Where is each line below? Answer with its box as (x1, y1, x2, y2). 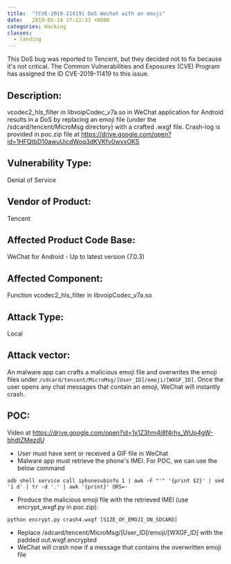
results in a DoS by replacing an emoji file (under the (7, 115, 157, 123)
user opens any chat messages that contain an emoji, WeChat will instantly (7, 382, 221, 391)
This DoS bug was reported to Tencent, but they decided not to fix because (7, 55, 223, 63)
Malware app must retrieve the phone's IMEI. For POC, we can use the (17, 456, 218, 464)
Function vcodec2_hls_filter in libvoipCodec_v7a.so (7, 291, 152, 300)
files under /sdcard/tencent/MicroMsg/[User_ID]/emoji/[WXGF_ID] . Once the (7, 375, 223, 383)
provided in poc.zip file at (7, 129, 80, 138)
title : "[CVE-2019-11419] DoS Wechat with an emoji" (7, 10, 166, 17)
